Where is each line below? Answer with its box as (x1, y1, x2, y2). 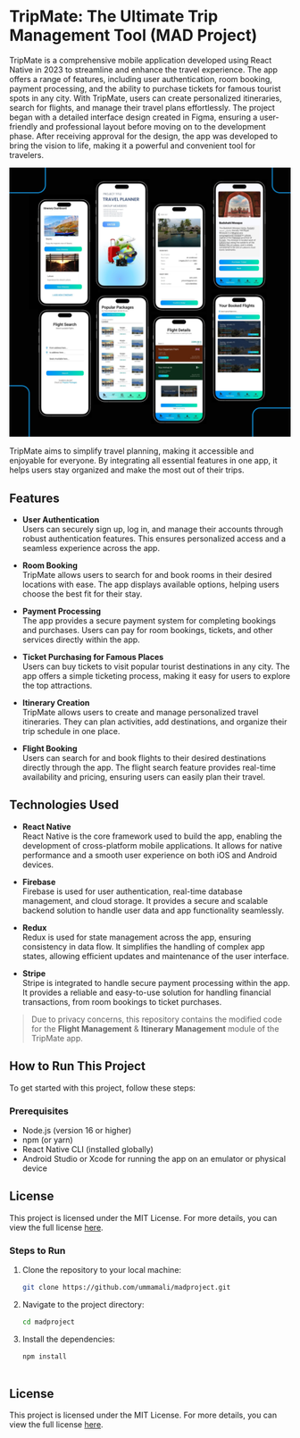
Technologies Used (9, 798, 119, 813)
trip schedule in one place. (21, 726, 121, 737)
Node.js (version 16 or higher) (21, 1125, 132, 1136)
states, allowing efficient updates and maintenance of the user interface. (21, 950, 289, 961)
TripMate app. (30, 1033, 83, 1043)
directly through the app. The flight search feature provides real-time (21, 762, 277, 773)
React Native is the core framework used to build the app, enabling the (21, 831, 283, 841)
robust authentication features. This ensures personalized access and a (21, 533, 287, 544)
